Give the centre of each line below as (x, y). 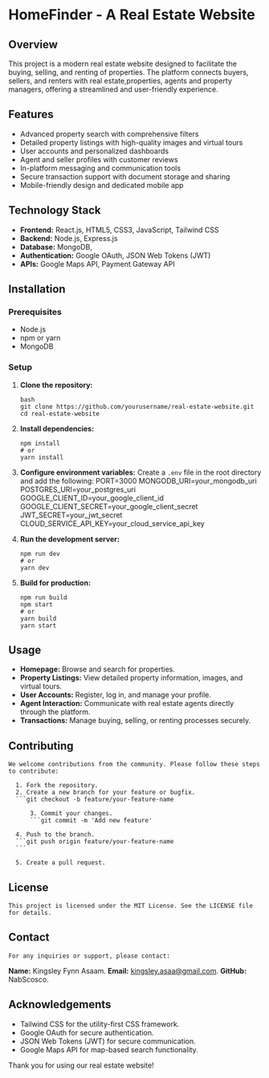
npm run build (43, 597)
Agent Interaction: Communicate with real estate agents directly (127, 704)
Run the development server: (70, 539)
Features (31, 114)
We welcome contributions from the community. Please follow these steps (134, 765)
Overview (33, 45)
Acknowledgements (60, 1004)
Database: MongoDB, (56, 247)
